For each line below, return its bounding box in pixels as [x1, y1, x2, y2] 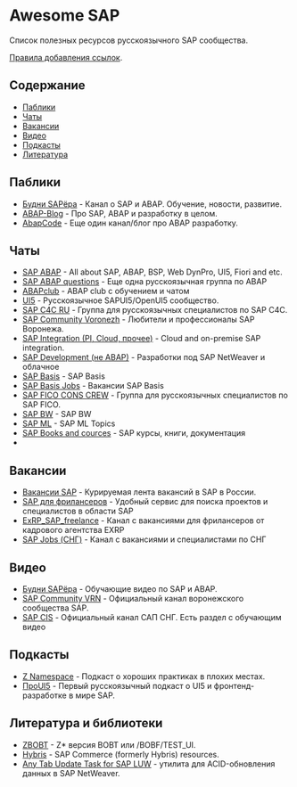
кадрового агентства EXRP [21, 525, 125, 536]
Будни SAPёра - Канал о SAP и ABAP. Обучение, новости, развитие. [21, 198, 283, 209]
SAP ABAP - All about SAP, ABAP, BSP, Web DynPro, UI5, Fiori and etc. [21, 266, 283, 277]
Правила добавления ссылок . [9, 52, 123, 62]
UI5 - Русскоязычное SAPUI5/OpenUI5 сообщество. [21, 295, 219, 306]
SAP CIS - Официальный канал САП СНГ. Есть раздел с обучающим [21, 612, 283, 622]
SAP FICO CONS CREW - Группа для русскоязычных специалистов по [21, 389, 288, 401]
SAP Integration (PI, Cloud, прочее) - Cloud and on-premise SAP [21, 333, 261, 344]
